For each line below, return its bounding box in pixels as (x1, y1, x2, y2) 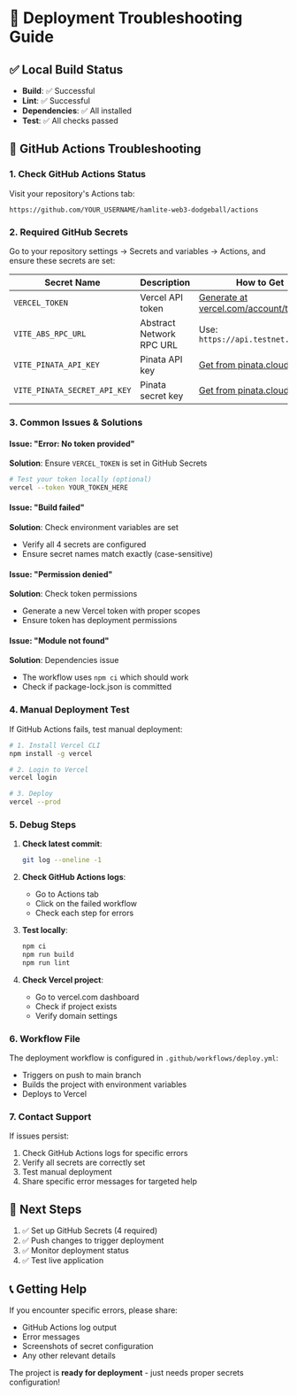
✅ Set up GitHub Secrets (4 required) (21, 1225, 158, 1236)
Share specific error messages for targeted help (21, 1176, 197, 1187)
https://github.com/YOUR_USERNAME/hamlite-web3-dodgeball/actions (9, 205, 259, 214)
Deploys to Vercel (21, 1089, 87, 1099)
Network (140, 328, 177, 340)
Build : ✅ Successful (21, 86, 95, 96)
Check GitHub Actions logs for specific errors (21, 1148, 188, 1159)
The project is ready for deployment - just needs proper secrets (9, 1368, 245, 1378)
